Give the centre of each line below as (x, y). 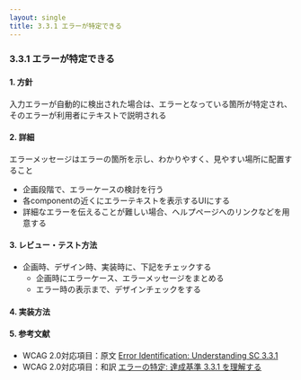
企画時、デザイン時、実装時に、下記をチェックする (117, 267)
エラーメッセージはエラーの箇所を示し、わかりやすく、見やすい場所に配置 (147, 159)
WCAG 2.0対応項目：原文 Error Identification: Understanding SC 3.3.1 (150, 355)
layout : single (38, 18)
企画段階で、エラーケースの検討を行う (93, 189)
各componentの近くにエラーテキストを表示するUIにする (126, 200)
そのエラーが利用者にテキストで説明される (88, 115)
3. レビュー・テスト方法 (53, 245)
